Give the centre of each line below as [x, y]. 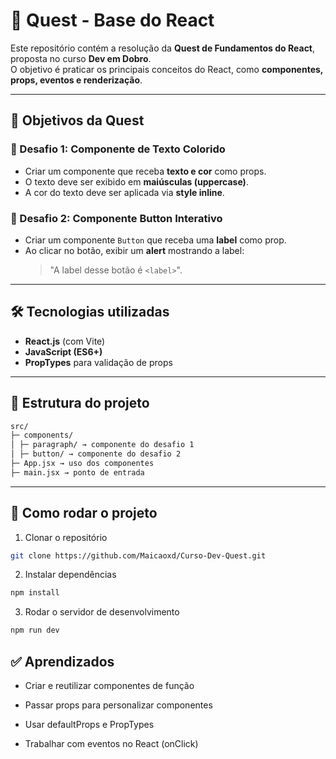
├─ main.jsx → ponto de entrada [77, 472]
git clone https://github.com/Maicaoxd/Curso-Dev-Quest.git [138, 555]
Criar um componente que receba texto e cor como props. [145, 171]
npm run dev [35, 630]
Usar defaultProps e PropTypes [89, 725]
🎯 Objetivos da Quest [77, 120]
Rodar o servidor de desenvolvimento [102, 612]
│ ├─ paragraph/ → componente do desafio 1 [102, 445]
